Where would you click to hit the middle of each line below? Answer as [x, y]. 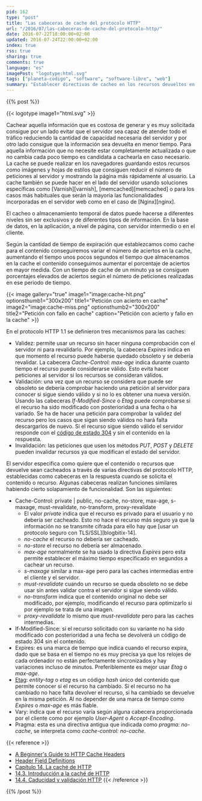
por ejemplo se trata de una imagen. [69, 609]
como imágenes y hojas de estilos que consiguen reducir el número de [94, 170]
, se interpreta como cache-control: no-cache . [88, 731]
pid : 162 [17, 12]
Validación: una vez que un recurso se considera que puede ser [94, 382]
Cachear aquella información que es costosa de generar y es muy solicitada [100, 125]
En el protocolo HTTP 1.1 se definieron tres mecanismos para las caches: [96, 331]
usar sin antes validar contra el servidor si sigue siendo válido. [101, 590]
